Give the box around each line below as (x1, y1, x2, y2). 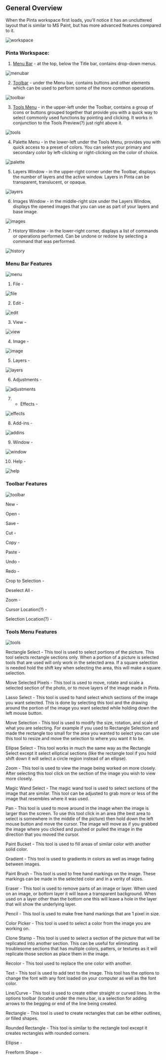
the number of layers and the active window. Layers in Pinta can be (12, 174, 150, 180)
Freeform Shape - (5, 1049, 42, 1055)
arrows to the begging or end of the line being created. (5, 1001, 118, 1006)
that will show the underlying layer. (5, 901, 77, 907)
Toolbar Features (5, 480, 47, 487)
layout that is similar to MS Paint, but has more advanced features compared (5, 22, 162, 28)
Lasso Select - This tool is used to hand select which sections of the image (5, 695, 159, 700)
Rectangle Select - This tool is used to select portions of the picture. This (5, 649, 155, 655)
